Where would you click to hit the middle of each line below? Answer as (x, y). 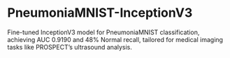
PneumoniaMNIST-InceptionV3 (100, 13)
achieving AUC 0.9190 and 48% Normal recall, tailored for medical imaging (115, 39)
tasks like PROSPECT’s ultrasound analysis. (70, 47)
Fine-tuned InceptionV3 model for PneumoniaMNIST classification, (103, 32)
